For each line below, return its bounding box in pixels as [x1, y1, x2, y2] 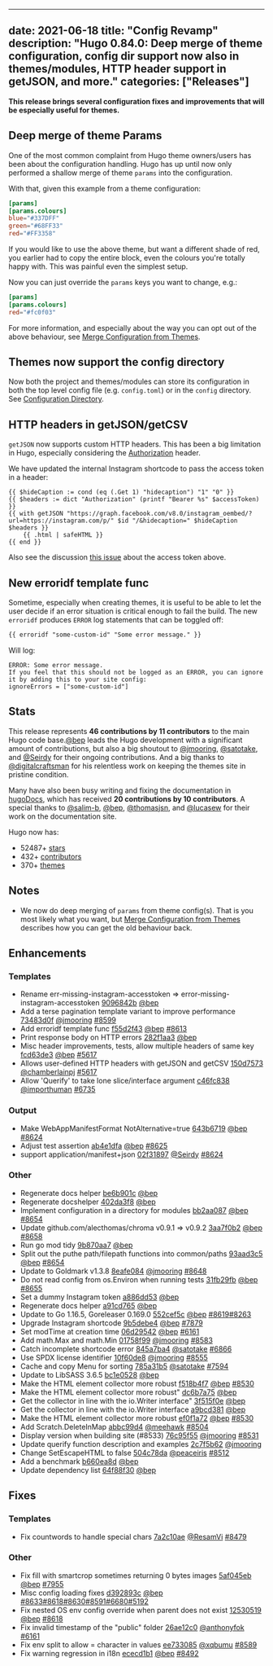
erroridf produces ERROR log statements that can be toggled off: [8, 615, 224, 625]
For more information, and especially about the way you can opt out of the [8, 323, 258, 332]
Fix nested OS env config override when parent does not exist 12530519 [19, 1605, 262, 1615]
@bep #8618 [19, 1614, 63, 1624]
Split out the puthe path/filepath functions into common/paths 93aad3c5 [19, 1248, 263, 1259]
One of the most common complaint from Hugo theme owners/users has [8, 150, 252, 160]
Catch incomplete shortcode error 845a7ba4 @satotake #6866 [19, 1343, 232, 1353]
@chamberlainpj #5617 [19, 1067, 97, 1077]
